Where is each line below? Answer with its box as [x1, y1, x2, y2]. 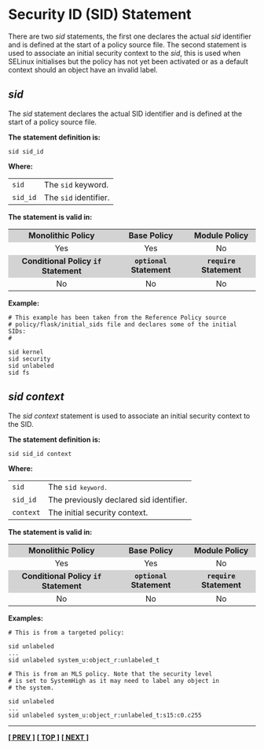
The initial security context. [48, 506, 148, 517]
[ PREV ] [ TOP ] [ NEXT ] [8, 732, 89, 742]
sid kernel [8, 348, 44, 356]
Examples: [8, 613, 43, 623]
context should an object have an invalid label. [8, 65, 159, 74]
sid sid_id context [8, 450, 72, 458]
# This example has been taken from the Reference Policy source [8, 313, 226, 321]
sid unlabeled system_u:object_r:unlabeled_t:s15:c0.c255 [8, 711, 202, 719]
